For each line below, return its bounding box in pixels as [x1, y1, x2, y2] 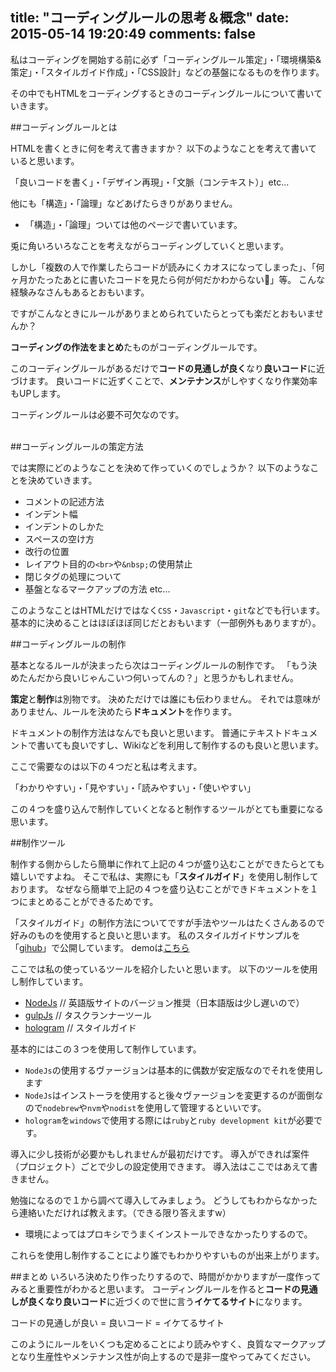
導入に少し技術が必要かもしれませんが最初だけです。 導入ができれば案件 [10, 1148, 310, 1160]
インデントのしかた [24, 520, 105, 532]
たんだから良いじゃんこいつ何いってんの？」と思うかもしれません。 [18, 671, 299, 683]
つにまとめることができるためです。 [10, 895, 159, 907]
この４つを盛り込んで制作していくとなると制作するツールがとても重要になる [10, 803, 325, 815]
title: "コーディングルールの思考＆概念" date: [10, 9, 290, 27]
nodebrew [42, 1103, 80, 1113]
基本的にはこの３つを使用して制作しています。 [10, 1043, 202, 1055]
